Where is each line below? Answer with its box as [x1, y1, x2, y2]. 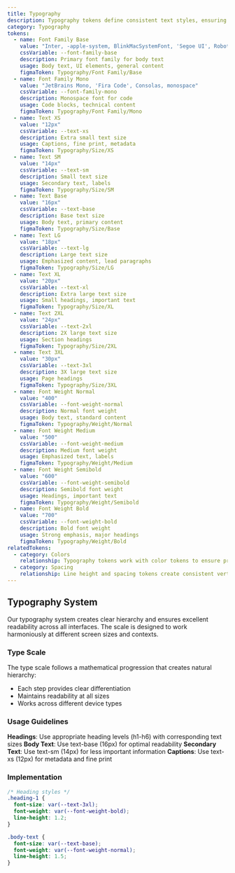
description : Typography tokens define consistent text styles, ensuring [7, 17, 227, 24]
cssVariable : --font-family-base [20, 50, 117, 57]
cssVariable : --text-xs [20, 128, 90, 135]
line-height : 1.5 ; [13, 853, 68, 860]
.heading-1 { [7, 795, 45, 802]
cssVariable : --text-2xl [20, 323, 92, 330]
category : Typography [7, 23, 71, 30]
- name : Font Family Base [13, 36, 90, 43]
